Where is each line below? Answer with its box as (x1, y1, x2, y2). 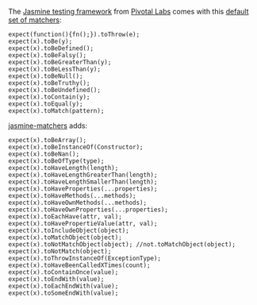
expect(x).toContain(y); (8, 93, 90, 101)
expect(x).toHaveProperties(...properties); (8, 185, 158, 193)
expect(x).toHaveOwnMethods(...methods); (8, 199, 148, 207)
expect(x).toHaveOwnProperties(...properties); (8, 206, 169, 214)
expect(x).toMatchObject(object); (8, 234, 123, 241)
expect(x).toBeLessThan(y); (8, 65, 102, 73)
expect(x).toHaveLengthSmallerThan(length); (8, 178, 158, 186)
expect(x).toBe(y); (8, 37, 73, 45)
